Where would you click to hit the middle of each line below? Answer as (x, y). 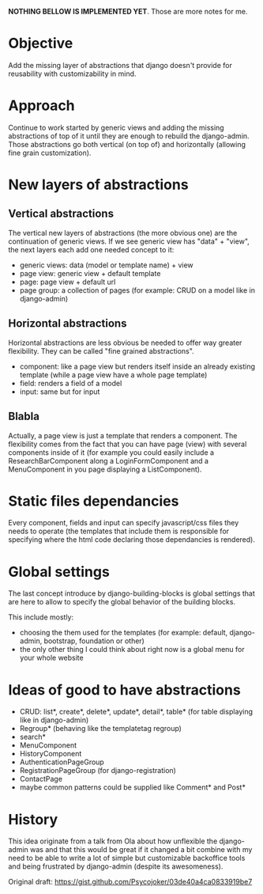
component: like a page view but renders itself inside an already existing (137, 366)
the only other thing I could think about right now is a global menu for (132, 650)
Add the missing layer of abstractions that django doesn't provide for (120, 65)
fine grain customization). (50, 153)
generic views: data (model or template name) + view (106, 265)
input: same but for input (60, 392)
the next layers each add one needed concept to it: (91, 249)
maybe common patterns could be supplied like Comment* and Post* (133, 787)
